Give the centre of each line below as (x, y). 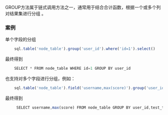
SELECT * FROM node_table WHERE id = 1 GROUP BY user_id (72, 69)
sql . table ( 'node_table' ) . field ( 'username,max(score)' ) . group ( (80, 88)
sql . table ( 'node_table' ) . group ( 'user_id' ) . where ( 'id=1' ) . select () (85, 49)
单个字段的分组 (20, 39)
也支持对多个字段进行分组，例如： (40, 79)
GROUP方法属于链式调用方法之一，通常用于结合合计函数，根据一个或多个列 (83, 7)
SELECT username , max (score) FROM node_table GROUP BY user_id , (83, 108)
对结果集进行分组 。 (25, 13)
